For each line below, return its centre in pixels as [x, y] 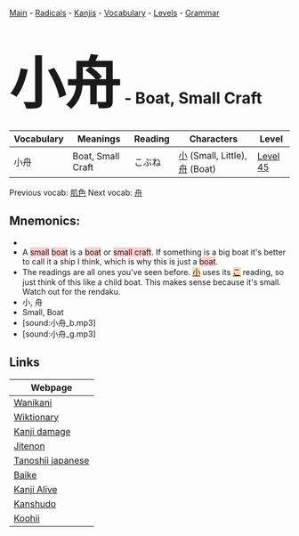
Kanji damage [42, 431]
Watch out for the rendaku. [71, 291]
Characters [214, 139]
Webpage [52, 387]
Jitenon [29, 446]
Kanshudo [35, 504]
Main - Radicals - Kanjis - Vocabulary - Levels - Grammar [114, 13]
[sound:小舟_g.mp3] [59, 334]
